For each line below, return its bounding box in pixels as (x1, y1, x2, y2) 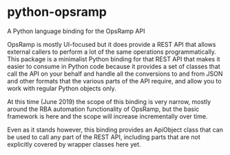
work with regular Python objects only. (7, 84, 117, 92)
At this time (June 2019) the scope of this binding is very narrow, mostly (7, 97, 211, 105)
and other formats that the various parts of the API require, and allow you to (7, 76, 222, 85)
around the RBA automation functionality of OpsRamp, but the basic (7, 105, 200, 113)
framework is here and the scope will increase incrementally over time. (7, 112, 208, 121)
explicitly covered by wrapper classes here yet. (7, 140, 141, 148)
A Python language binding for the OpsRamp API (7, 27, 145, 35)
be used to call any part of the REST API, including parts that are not (7, 132, 201, 141)
